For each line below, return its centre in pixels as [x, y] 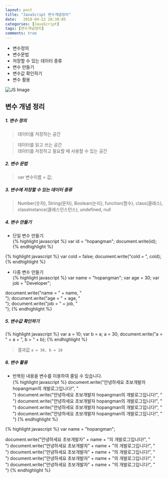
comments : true [21, 33]
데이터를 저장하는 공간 [39, 134]
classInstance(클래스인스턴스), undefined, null [64, 210]
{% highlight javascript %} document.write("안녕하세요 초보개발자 [79, 382]
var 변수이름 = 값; [35, 177]
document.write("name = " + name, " [43, 293]
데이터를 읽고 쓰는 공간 [40, 145]
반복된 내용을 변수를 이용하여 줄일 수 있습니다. [57, 376]
